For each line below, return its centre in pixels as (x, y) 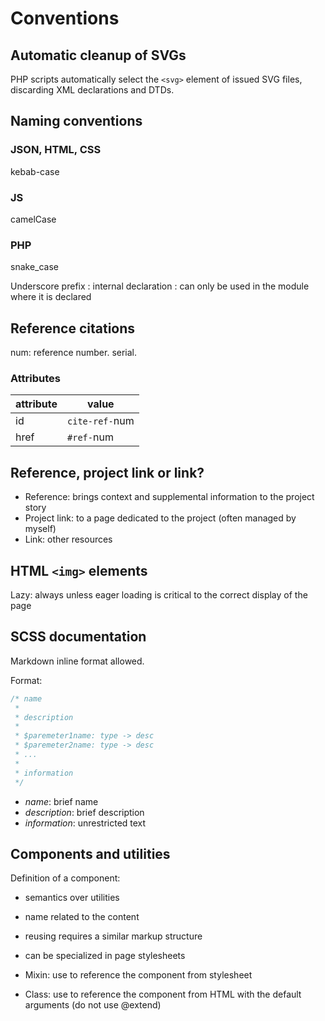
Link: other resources (68, 539)
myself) (40, 529)
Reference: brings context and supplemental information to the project (169, 497)
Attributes (35, 379)
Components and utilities (90, 853)
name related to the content (82, 917)
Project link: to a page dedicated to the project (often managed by (160, 518)
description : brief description (84, 812)
